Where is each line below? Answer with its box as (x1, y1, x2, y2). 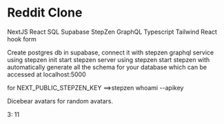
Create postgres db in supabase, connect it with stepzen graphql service (7, 48, 214, 56)
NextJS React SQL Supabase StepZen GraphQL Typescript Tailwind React (7, 28, 217, 36)
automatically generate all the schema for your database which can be (7, 63, 207, 71)
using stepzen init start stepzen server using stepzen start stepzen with (7, 55, 210, 63)
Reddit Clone (7, 5, 83, 21)
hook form (7, 34, 37, 43)
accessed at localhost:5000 (7, 70, 86, 79)
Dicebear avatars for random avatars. (7, 96, 114, 105)
